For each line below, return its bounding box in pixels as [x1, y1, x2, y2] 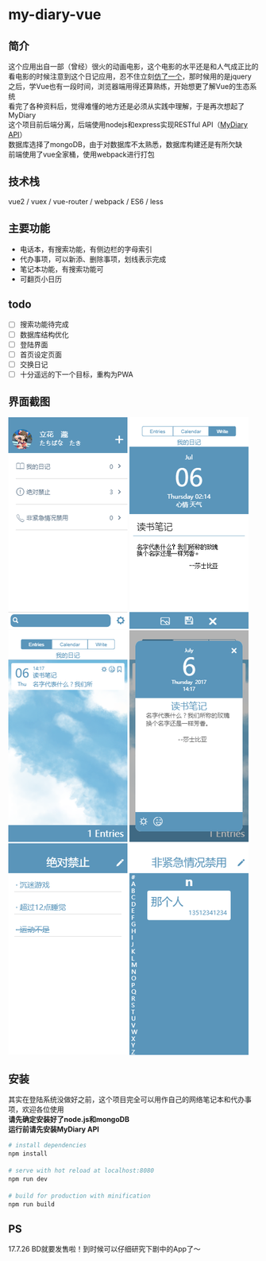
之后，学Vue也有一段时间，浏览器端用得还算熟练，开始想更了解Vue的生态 [8, 82, 250, 91]
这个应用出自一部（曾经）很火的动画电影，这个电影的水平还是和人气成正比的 [8, 62, 259, 71]
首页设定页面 [19, 350, 62, 359]
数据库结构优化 [19, 330, 69, 339]
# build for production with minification [8, 1192, 151, 1200]
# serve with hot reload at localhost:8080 [8, 1166, 155, 1175]
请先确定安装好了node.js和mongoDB [8, 1115, 129, 1124]
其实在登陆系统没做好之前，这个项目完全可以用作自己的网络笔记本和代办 [8, 1095, 245, 1104]
